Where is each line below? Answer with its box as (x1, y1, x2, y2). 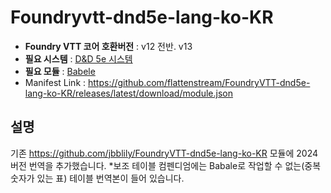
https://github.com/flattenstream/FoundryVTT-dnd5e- (87, 76, 311, 88)
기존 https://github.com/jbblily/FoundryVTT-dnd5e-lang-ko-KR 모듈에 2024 (10, 147, 319, 159)
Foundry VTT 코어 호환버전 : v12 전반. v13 (24, 40, 193, 52)
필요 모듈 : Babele (24, 65, 96, 77)
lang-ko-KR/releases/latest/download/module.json (24, 87, 234, 99)
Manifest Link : (24, 76, 87, 88)
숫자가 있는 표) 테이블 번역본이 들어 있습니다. (10, 172, 185, 184)
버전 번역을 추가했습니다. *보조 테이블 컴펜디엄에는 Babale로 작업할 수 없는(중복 (10, 159, 322, 171)
